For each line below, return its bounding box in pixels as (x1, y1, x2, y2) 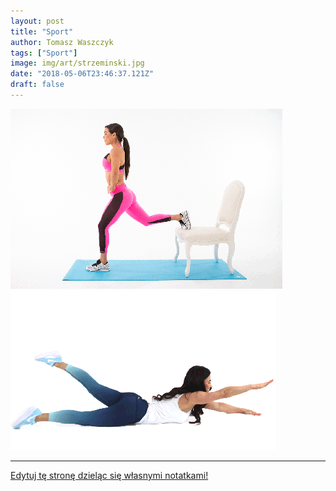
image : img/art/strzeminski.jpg (10, 58, 145, 69)
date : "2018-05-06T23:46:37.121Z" (10, 69, 155, 79)
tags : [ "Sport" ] (10, 48, 78, 58)
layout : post (10, 16, 65, 26)
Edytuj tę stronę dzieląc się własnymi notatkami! (10, 469, 209, 481)
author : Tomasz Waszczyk (10, 37, 114, 47)
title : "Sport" (10, 26, 74, 37)
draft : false (10, 80, 65, 90)
